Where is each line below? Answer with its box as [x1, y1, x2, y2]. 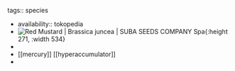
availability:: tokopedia [17, 20, 84, 28]
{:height [204, 28, 229, 35]
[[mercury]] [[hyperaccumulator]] [17, 50, 116, 58]
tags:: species [7, 6, 48, 14]
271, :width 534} [17, 35, 66, 43]
